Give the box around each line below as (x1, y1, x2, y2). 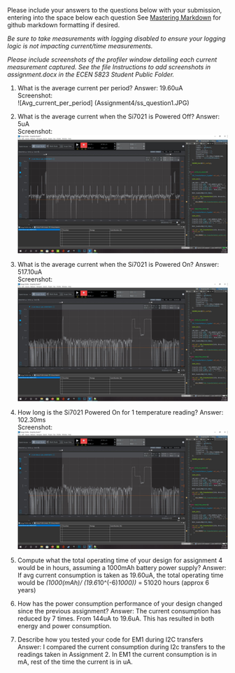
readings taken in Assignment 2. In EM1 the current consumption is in (17, 651, 217, 659)
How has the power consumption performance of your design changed (17, 599, 222, 608)
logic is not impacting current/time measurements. (7, 42, 153, 50)
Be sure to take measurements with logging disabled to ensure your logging (7, 34, 226, 43)
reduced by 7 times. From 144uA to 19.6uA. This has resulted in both (17, 614, 215, 623)
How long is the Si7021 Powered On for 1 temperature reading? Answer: (17, 408, 224, 417)
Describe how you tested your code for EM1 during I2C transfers (17, 635, 204, 644)
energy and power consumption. (17, 622, 112, 630)
